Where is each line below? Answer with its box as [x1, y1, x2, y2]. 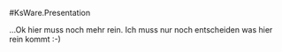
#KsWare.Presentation [9, 8, 91, 18]
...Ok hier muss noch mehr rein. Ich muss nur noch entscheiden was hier [9, 25, 273, 34]
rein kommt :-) [9, 34, 62, 44]
